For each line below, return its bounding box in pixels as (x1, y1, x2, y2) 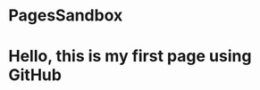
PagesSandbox (8, 5, 123, 26)
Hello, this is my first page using (8, 46, 252, 67)
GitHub (8, 65, 62, 86)
